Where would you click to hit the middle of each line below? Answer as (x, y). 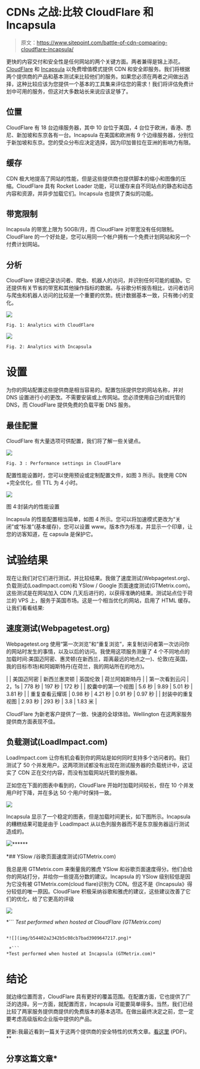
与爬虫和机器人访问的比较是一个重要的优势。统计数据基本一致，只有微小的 (97, 295)
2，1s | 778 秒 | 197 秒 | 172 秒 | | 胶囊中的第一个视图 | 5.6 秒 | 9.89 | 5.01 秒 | (99, 686)
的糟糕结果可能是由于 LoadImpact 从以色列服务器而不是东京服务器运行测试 (98, 824)
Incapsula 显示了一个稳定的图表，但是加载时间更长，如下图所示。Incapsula (98, 816)
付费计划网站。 (24, 244)
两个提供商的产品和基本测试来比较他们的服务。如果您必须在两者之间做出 (95, 76)
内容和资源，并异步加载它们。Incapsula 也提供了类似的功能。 (81, 193)
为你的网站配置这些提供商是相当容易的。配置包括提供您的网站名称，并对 (95, 390)
